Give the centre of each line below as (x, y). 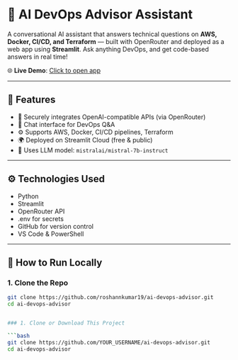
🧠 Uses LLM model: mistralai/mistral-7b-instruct (93, 150)
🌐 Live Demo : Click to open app (54, 70)
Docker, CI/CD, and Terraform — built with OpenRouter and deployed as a (116, 41)
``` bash (19, 336)
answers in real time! (38, 57)
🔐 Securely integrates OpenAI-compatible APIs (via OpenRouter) (112, 117)
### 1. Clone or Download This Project (66, 323)
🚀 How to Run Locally (55, 263)
